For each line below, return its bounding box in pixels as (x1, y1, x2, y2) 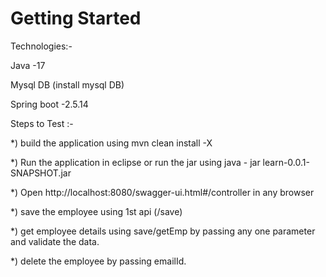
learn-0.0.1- (262, 156, 310, 168)
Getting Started (10, 7, 142, 30)
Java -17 (10, 59, 46, 71)
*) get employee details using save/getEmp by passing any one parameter (10, 225, 316, 237)
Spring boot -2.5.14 (10, 98, 89, 110)
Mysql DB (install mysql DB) (10, 78, 125, 91)
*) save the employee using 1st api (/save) (10, 205, 183, 217)
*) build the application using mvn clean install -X (10, 137, 213, 149)
